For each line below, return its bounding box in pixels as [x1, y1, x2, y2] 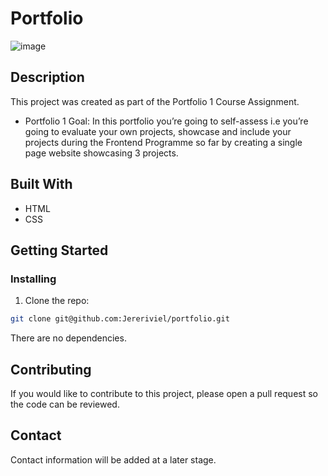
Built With [10, 176, 73, 193]
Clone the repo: [24, 295, 90, 307]
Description [10, 69, 85, 86]
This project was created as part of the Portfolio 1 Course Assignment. [10, 95, 300, 107]
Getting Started [10, 242, 109, 259]
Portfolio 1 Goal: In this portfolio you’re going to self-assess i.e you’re [24, 115, 309, 127]
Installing [10, 272, 57, 286]
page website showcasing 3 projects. [24, 147, 179, 159]
